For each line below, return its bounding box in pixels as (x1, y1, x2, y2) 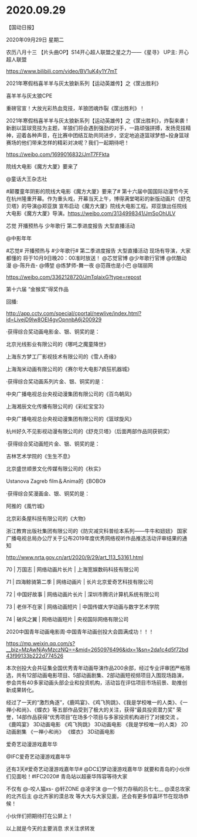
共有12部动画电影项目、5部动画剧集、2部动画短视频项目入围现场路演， (16, 672, 188, 679)
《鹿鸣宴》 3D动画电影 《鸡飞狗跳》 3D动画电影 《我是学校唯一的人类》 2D (6, 720, 188, 727)
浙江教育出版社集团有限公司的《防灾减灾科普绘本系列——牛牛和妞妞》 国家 (6, 527, 188, 534)
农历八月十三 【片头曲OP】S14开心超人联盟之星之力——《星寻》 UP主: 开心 (6, 48, 189, 56)
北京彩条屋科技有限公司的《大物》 (6, 515, 89, 522)
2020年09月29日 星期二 (6, 36, 64, 43)
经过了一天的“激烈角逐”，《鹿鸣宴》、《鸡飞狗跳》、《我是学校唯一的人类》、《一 (6, 699, 188, 706)
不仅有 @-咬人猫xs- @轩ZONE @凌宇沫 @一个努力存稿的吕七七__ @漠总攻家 (6, 785, 191, 792)
